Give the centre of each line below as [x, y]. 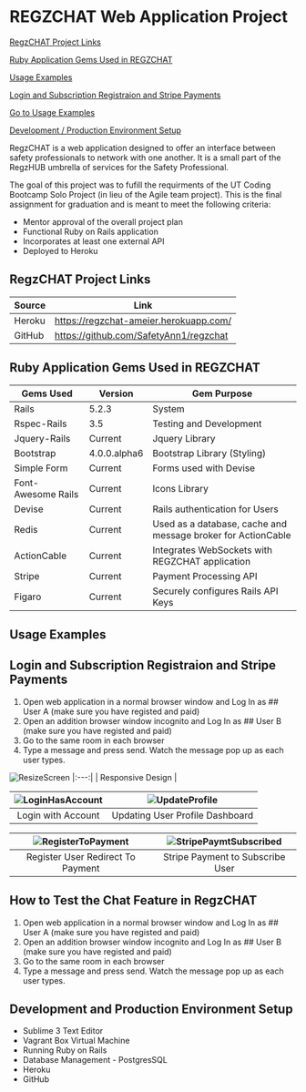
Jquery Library [184, 438]
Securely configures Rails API [215, 591]
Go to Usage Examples [52, 112]
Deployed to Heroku [60, 250]
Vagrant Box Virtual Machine [76, 1041]
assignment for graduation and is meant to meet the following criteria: [140, 204]
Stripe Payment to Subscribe [224, 856]
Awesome [35, 494]
